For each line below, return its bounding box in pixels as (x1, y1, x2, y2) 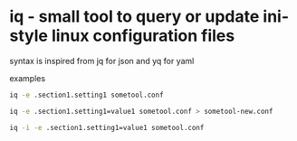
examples (9, 72, 46, 83)
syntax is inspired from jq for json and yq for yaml (9, 55, 195, 66)
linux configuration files (51, 25, 235, 46)
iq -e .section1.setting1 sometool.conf (9, 90, 165, 99)
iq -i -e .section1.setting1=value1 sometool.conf (9, 123, 205, 132)
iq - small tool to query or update (9, 6, 260, 27)
